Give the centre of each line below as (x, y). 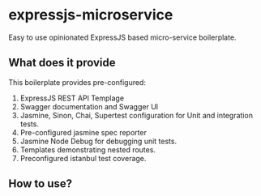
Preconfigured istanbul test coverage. (83, 158)
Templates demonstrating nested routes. (88, 149)
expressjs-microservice (91, 15)
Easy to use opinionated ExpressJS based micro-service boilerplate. (122, 37)
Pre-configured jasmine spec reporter (83, 132)
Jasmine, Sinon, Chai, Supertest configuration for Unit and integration (137, 115)
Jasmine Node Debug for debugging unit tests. (98, 141)
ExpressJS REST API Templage (72, 98)
